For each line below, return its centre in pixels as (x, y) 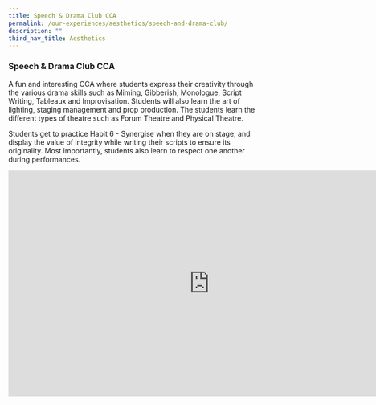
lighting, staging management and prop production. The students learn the (132, 109)
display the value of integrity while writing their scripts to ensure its (120, 142)
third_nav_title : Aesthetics (57, 38)
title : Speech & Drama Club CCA (62, 16)
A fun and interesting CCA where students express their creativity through (131, 84)
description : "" (35, 31)
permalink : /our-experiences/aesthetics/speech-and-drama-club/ (118, 23)
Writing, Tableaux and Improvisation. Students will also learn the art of (125, 100)
